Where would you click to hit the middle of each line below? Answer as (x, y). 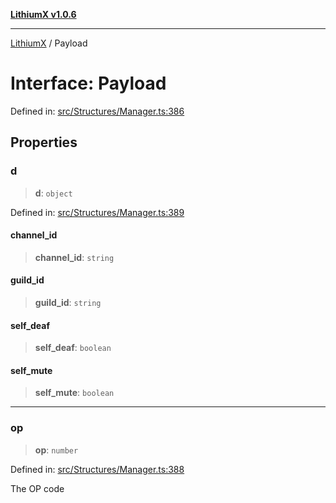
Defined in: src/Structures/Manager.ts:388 (97, 469)
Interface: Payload (88, 83)
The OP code (37, 488)
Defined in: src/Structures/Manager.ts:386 (97, 111)
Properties (44, 142)
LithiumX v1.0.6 (43, 14)
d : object (53, 193)
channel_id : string (74, 257)
